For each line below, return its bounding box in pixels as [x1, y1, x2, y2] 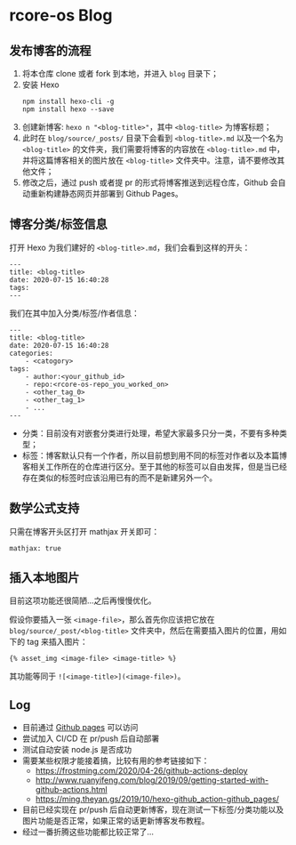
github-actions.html [35, 785, 108, 795]
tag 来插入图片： [26, 637, 88, 648]
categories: [9, 349, 53, 358]
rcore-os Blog [9, 5, 113, 26]
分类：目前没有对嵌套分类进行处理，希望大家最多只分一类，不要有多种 [21, 428, 280, 439]
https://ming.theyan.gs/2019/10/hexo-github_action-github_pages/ [35, 793, 280, 805]
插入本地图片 [9, 570, 80, 585]
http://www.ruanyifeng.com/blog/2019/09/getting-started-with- [35, 775, 269, 785]
